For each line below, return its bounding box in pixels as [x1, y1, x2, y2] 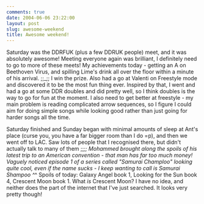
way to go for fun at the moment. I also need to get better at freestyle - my [6, 94, 194, 102]
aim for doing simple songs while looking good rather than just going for [6, 107, 188, 115]
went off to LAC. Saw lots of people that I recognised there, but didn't [6, 138, 181, 146]
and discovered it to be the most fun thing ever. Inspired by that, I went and [6, 81, 195, 89]
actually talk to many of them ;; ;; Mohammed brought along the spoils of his [6, 145, 197, 153]
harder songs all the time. [6, 114, 71, 121]
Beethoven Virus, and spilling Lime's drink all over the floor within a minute [6, 68, 194, 75]
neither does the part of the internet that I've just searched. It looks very [6, 184, 188, 192]
